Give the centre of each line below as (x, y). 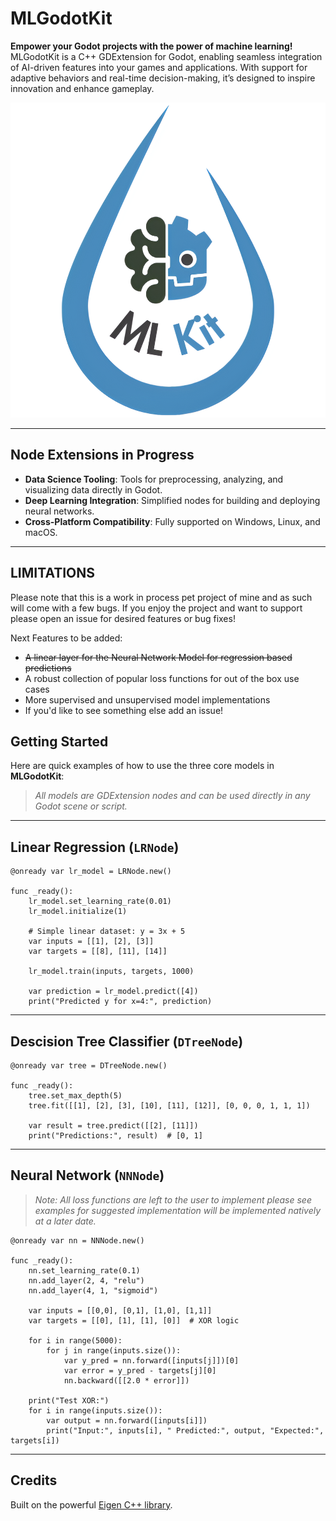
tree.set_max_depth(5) (75, 1096)
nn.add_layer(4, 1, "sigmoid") (93, 1290)
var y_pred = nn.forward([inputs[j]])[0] (151, 1360)
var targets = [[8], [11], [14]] (98, 952)
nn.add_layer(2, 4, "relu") (86, 1280)
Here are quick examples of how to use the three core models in (142, 766)
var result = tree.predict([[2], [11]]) (113, 1126)
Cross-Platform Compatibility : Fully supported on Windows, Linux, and (172, 521)
